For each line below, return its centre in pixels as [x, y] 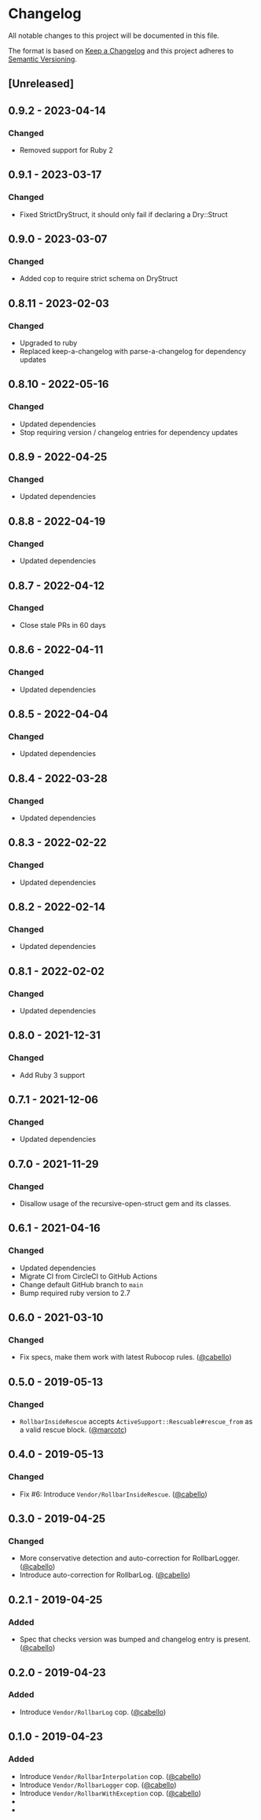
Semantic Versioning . [42, 59]
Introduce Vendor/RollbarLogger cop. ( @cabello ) [98, 1785]
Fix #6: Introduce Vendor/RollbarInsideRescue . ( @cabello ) [114, 1494]
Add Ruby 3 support [52, 1075]
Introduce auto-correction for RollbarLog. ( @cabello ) [105, 1575]
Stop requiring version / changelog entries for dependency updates [129, 432]
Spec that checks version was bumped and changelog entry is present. [135, 1639]
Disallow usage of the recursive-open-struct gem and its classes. [125, 1204]
